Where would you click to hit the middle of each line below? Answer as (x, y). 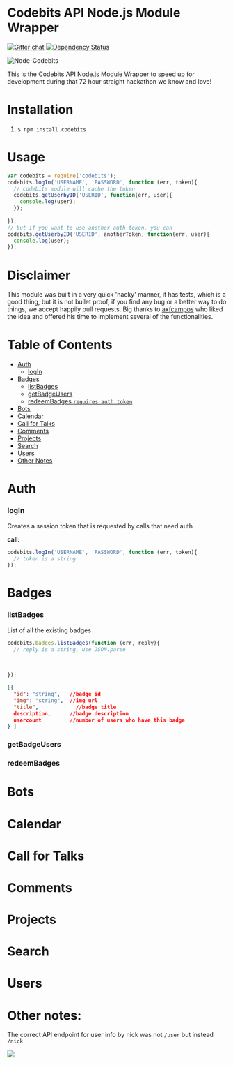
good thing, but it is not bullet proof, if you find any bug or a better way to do (117, 302)
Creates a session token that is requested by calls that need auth (100, 526)
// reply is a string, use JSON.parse (70, 649)
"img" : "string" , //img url (56, 700)
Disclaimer (39, 275)
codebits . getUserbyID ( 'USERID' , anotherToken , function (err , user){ (109, 234)
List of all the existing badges (49, 630)
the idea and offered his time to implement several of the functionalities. (110, 317)
